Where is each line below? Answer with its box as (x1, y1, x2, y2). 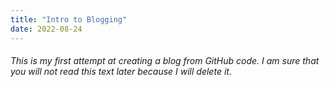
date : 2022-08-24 (10, 24, 83, 34)
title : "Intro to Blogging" (10, 14, 128, 25)
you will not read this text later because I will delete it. (10, 66, 232, 78)
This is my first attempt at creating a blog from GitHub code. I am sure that (10, 55, 320, 67)
